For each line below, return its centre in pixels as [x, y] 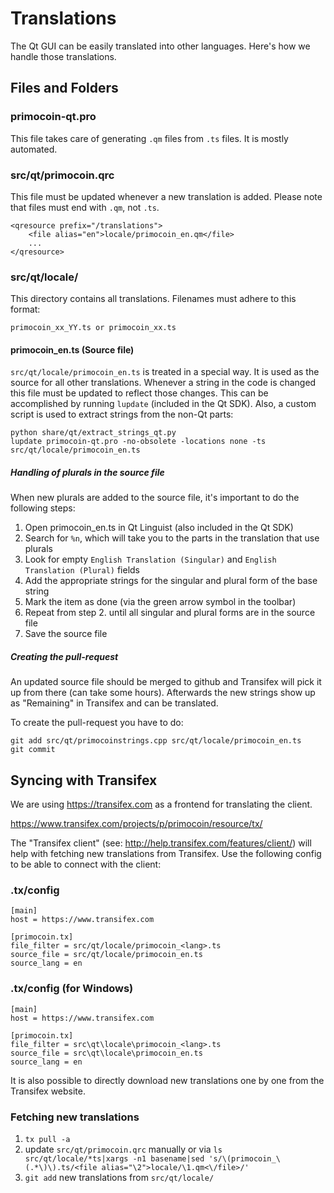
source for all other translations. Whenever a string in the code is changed [163, 383]
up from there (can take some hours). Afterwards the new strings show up [163, 693]
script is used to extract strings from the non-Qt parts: [122, 414]
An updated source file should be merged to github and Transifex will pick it [166, 682]
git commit [33, 750]
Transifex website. [48, 1091]
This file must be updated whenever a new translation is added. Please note [166, 196]
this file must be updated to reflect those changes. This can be [139, 393]
